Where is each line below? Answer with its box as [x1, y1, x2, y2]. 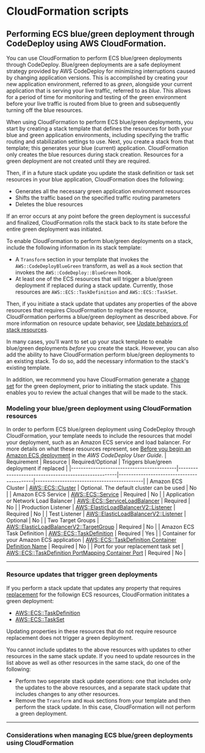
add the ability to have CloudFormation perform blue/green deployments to [6, 351, 195, 358]
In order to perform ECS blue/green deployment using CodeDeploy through [6, 425, 196, 433]
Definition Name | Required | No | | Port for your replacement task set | [6, 543, 184, 550]
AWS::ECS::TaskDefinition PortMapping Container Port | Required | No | [6, 549, 186, 556]
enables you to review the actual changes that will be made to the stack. [6, 389, 188, 396]
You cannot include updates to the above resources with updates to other [6, 646, 191, 653]
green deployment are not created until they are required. [6, 157, 151, 165]
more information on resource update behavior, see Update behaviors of [6, 320, 189, 327]
